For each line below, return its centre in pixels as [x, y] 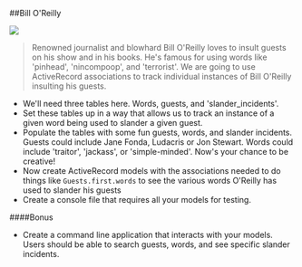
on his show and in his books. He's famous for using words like [149, 57]
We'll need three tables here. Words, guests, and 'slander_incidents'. [151, 104]
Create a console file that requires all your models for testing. [137, 200]
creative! [39, 161]
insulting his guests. [69, 86]
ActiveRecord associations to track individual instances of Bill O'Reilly [161, 76]
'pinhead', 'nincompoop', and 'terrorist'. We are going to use [143, 67]
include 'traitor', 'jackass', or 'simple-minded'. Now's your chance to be [155, 152]
